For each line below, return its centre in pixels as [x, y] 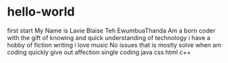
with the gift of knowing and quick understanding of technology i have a [109, 37]
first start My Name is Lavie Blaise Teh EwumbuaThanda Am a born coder [111, 30]
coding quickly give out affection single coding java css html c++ [99, 52]
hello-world [41, 12]
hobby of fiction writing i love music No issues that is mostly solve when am [114, 45]
